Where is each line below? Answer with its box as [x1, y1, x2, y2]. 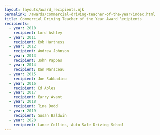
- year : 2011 [9, 35, 36, 40]
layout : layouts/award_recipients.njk [4, 7, 84, 12]
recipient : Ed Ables [13, 85, 56, 90]
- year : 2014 [9, 62, 36, 67]
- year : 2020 [9, 117, 36, 123]
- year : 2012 [9, 44, 36, 49]
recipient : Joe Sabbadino [13, 76, 67, 81]
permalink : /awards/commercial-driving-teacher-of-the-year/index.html [4, 12, 155, 17]
